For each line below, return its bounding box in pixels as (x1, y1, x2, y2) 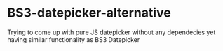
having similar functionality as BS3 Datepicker (7, 35, 140, 43)
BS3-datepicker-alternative (7, 5, 172, 21)
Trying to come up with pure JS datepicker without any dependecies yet (7, 28, 216, 36)
